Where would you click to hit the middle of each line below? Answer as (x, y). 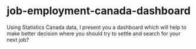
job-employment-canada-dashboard (99, 11)
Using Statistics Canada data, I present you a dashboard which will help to (97, 27)
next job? (18, 40)
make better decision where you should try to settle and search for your (94, 33)
